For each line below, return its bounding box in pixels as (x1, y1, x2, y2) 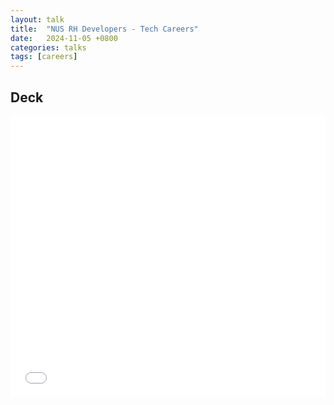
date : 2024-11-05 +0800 (10, 33, 118, 43)
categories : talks (10, 42, 87, 53)
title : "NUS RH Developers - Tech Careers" (10, 24, 199, 34)
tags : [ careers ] (10, 52, 78, 62)
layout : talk (10, 14, 65, 25)
